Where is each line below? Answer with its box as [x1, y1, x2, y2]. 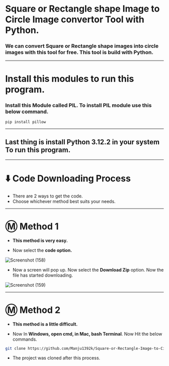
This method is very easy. [12, 237, 68, 243]
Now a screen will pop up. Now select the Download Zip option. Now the [12, 267, 164, 273]
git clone [5, 346, 26, 351]
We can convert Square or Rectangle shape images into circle [5, 42, 159, 49]
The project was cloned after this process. [12, 355, 101, 361]
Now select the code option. [12, 247, 72, 253]
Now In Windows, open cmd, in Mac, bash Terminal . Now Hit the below [12, 331, 162, 337]
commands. [12, 336, 37, 342]
